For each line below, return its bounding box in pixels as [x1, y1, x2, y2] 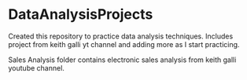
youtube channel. [8, 63, 65, 72]
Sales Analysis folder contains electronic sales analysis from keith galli [8, 55, 237, 64]
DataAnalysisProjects [8, 5, 153, 24]
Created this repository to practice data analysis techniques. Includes [8, 31, 234, 41]
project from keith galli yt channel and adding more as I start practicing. [8, 39, 240, 49]
